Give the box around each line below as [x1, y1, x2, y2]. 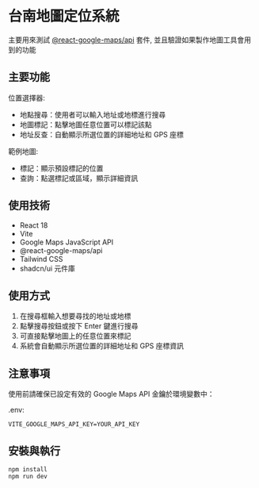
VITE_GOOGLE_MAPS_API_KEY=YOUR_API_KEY [8, 421, 140, 428]
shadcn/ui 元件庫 [19, 263, 75, 273]
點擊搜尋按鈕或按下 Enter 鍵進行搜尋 [19, 321, 139, 331]
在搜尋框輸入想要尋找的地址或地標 [19, 311, 131, 321]
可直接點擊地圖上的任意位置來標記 [19, 331, 131, 341]
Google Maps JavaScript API [19, 237, 114, 247]
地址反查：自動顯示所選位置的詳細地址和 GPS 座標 [19, 129, 185, 139]
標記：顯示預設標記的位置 [19, 163, 104, 173]
